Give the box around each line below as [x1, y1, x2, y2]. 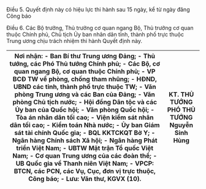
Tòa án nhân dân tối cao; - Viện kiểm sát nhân [15, 114, 154, 121]
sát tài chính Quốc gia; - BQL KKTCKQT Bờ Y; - [14, 129, 156, 137]
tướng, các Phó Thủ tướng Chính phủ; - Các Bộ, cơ [9, 60, 161, 67]
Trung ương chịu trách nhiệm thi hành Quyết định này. [6, 37, 143, 44]
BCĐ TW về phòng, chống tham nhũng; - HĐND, [12, 75, 158, 83]
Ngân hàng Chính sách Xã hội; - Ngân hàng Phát [12, 136, 158, 144]
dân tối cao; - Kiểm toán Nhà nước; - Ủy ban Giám [10, 121, 160, 129]
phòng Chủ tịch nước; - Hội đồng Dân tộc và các [12, 98, 158, 106]
